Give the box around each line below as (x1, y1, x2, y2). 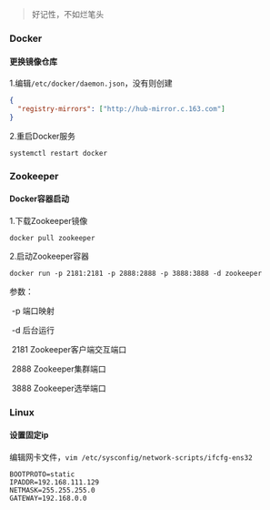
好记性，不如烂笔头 (31, 9, 105, 19)
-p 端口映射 (11, 305, 55, 316)
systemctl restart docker (9, 148, 107, 158)
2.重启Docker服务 (9, 130, 75, 141)
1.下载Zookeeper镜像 (9, 215, 88, 226)
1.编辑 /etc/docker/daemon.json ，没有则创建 (9, 77, 173, 89)
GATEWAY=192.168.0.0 (9, 494, 88, 503)
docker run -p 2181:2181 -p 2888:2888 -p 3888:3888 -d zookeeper (9, 269, 262, 278)
